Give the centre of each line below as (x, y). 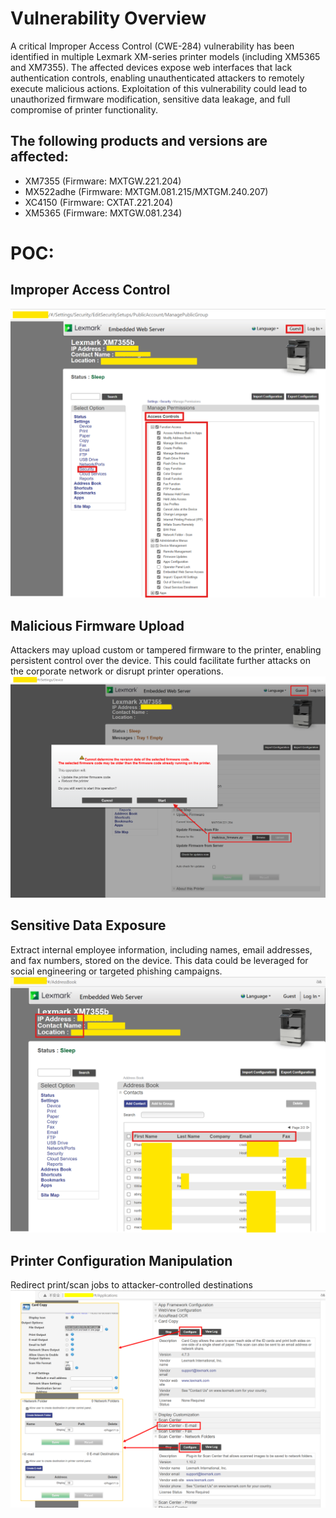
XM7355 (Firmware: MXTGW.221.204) (103, 181)
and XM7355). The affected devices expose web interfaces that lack (151, 67)
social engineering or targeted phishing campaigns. (116, 971)
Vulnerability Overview (108, 18)
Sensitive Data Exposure (88, 925)
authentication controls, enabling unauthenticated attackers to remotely (157, 78)
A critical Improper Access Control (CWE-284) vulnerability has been (152, 46)
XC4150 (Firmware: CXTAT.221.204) (99, 202)
